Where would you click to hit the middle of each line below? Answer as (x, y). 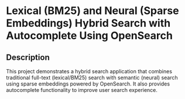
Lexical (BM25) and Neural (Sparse (93, 11)
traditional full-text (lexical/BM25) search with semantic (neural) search (92, 78)
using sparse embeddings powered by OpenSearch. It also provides (88, 84)
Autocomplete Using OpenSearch (89, 36)
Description (28, 57)
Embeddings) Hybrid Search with (88, 23)
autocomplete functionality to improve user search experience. (82, 90)
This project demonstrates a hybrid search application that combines (89, 71)
